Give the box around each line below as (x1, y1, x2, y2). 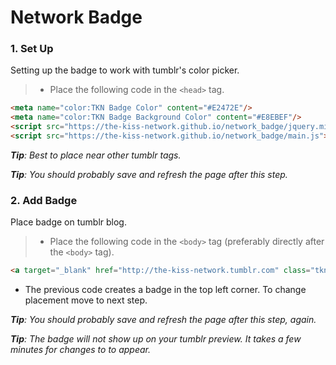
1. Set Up (10, 42, 54, 56)
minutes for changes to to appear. (10, 344, 152, 356)
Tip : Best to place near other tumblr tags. (10, 149, 182, 161)
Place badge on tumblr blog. (10, 216, 127, 228)
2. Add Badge (10, 193, 78, 207)
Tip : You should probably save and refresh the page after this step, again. (10, 314, 317, 326)
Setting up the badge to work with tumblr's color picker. (10, 64, 240, 76)
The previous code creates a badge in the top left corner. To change (24, 284, 307, 296)
